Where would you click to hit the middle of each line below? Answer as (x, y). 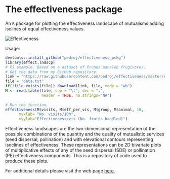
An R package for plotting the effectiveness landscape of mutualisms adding (85, 23)
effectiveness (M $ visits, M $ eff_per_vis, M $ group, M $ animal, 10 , (74, 110)
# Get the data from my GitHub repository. (52, 72)
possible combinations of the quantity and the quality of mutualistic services (85, 134)
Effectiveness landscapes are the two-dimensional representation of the (80, 129)
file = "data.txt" (25, 81)
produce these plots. (27, 161)
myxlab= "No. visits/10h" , (47, 114)
